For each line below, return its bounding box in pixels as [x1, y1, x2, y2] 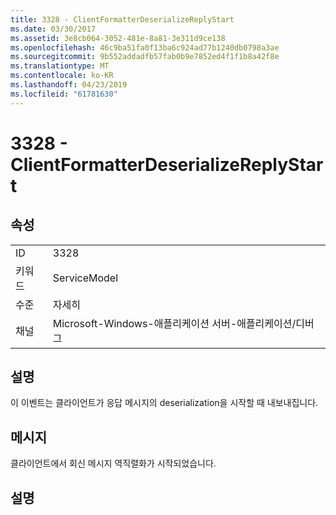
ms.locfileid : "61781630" [10, 89, 118, 99]
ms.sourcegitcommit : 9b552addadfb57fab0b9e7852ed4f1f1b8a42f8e [10, 52, 280, 62]
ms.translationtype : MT [10, 61, 110, 71]
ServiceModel [52, 271, 119, 285]
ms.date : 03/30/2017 [10, 24, 97, 34]
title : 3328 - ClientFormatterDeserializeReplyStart [10, 14, 235, 25]
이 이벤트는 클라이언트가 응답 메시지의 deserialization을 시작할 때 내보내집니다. [10, 397, 319, 409]
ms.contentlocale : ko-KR [10, 71, 114, 81]
